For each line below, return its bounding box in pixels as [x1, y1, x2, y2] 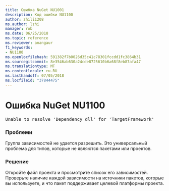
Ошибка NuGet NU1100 [5, 100, 105, 111]
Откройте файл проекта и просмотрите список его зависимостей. [5, 170, 148, 176]
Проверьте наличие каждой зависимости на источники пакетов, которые [5, 175, 164, 181]
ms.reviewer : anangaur [5, 40, 53, 45]
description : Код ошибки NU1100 [5, 12, 73, 17]
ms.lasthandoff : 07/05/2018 [5, 73, 65, 78]
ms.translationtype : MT [5, 64, 55, 69]
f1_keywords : [5, 45, 33, 50]
